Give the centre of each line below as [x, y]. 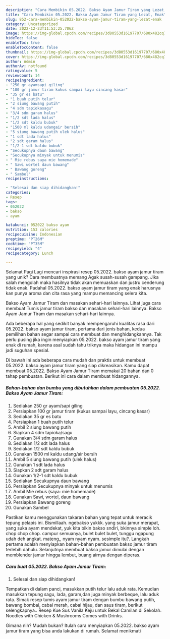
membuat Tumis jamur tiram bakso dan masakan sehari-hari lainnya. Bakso [84, 309]
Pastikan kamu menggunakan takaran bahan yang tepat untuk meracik [79, 517]
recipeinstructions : [27, 179]
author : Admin [21, 62]
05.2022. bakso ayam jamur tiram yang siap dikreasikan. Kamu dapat [78, 366]
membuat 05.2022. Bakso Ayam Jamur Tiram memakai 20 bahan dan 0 [80, 371]
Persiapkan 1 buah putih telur [43, 422]
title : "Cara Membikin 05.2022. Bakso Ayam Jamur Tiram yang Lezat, [79, 15]
